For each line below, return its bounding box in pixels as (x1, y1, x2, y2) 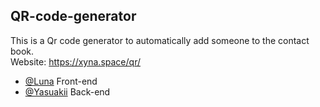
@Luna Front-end (24, 75, 98, 87)
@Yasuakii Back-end (24, 85, 111, 98)
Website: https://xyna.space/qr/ (10, 55, 141, 68)
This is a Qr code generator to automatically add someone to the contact (10, 34, 310, 46)
